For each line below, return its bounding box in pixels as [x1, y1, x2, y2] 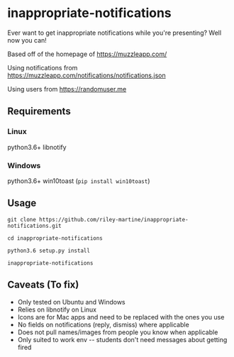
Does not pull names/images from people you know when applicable [17, 328, 218, 336]
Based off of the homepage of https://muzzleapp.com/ [7, 50, 167, 58]
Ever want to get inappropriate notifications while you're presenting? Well [7, 28, 222, 37]
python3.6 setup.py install [7, 247, 91, 254]
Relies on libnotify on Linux [17, 305, 97, 314]
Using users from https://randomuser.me [7, 84, 127, 93]
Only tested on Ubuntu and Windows [17, 297, 126, 306]
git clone [7, 216, 37, 223]
